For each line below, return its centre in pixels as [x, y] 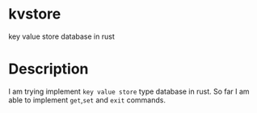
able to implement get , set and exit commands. [87, 100]
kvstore [35, 14]
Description [48, 69]
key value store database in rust [61, 36]
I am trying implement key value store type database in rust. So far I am [129, 91]
